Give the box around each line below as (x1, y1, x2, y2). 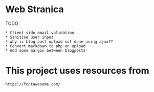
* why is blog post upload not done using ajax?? (5, 39, 114, 44)
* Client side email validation (5, 30, 74, 35)
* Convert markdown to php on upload (5, 43, 86, 49)
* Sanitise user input (5, 35, 54, 40)
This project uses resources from (5, 65, 149, 77)
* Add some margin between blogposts (5, 48, 86, 53)
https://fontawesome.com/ (5, 81, 60, 87)
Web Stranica (5, 4, 64, 15)
